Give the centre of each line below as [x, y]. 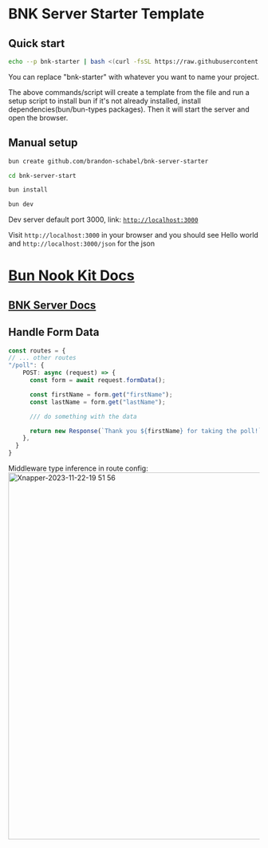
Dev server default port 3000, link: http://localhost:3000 [103, 219]
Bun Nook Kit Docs [71, 276]
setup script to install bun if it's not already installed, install [104, 101]
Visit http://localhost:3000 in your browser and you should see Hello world [134, 235]
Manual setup [43, 143]
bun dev [21, 204]
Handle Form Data [54, 332]
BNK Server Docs [52, 305]
